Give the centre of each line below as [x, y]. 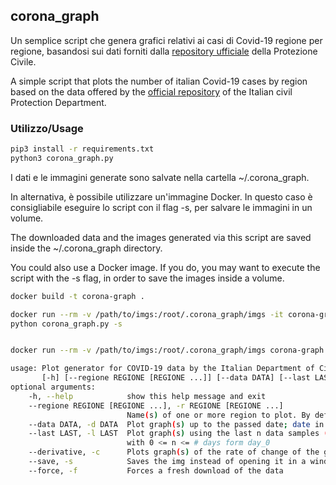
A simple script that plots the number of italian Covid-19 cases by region [159, 81]
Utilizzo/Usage [47, 128]
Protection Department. [58, 102]
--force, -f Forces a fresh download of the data [156, 470]
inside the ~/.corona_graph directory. [86, 248]
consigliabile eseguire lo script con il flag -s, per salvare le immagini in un [161, 207]
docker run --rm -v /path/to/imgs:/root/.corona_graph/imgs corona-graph [167, 350]
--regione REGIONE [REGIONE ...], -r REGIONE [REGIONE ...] [156, 405]
